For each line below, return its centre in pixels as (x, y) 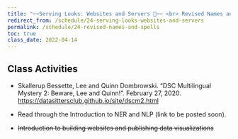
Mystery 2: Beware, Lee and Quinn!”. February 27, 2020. (100, 93)
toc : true (22, 34)
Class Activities (42, 69)
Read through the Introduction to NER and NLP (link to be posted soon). (122, 114)
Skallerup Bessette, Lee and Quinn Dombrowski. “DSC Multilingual (114, 85)
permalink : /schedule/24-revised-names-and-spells (84, 27)
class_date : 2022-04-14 (42, 40)
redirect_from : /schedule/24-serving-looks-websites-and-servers (106, 20)
